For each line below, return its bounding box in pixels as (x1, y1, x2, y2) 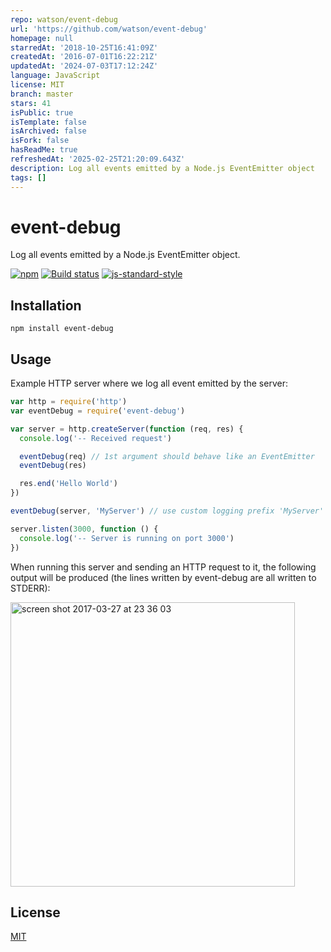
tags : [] (10, 172, 47, 183)
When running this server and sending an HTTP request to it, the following (10, 561, 317, 573)
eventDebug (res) (19, 461, 87, 471)
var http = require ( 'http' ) (10, 397, 128, 407)
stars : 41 (10, 98, 52, 108)
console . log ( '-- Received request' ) (19, 433, 172, 443)
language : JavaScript (10, 71, 101, 81)
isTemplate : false (10, 117, 87, 127)
